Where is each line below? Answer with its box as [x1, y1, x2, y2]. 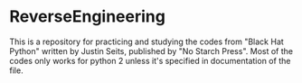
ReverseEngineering [9, 6, 165, 27]
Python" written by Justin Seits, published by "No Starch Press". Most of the [9, 45, 294, 56]
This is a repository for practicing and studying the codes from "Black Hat [9, 36, 285, 47]
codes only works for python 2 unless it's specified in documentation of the [9, 55, 291, 66]
